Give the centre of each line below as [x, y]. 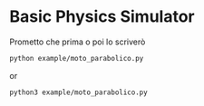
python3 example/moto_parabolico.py [78, 92]
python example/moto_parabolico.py [77, 58]
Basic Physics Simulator [102, 17]
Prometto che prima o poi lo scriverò [78, 42]
